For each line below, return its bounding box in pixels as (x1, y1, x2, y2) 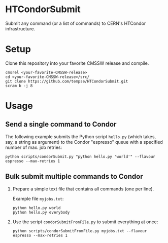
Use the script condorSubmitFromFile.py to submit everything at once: (12, 219, 158, 225)
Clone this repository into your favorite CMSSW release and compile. (5, 60, 149, 66)
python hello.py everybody (12, 210, 70, 215)
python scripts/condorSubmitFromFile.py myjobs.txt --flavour (12, 228, 147, 233)
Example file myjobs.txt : (12, 195, 64, 201)
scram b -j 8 (5, 83, 33, 88)
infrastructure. (5, 25, 36, 31)
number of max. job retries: (5, 144, 62, 150)
